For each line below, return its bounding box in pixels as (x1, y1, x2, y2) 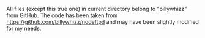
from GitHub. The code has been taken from (6, 12, 118, 19)
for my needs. (6, 25, 42, 32)
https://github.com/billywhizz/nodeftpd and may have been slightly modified (6, 18, 199, 25)
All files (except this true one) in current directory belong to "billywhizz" (6, 6, 187, 12)
